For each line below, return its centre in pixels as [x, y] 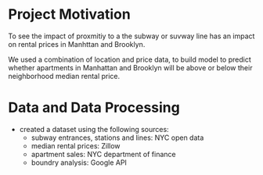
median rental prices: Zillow [76, 145]
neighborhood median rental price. [64, 76]
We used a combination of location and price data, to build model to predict [130, 59]
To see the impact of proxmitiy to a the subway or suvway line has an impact [131, 36]
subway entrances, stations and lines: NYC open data [117, 137]
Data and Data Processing [94, 108]
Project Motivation [69, 14]
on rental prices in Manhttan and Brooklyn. [77, 44]
